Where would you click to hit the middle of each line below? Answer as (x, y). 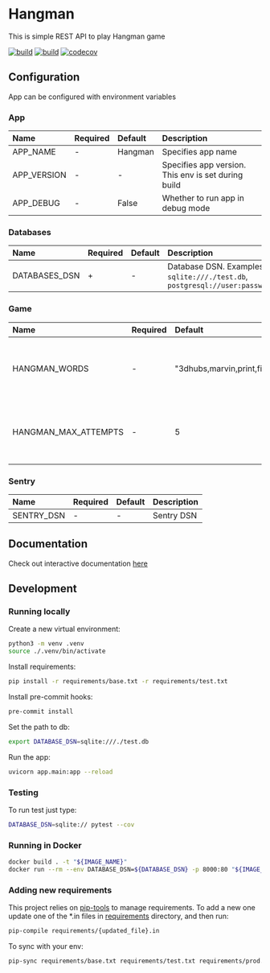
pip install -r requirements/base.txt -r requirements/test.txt (118, 682)
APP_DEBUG (36, 204)
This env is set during (202, 175)
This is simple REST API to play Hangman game (87, 36)
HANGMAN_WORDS (51, 369)
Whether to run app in (203, 198)
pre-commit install (41, 712)
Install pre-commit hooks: (51, 697)
